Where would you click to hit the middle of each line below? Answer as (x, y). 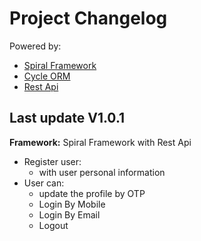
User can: (44, 183)
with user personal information (102, 172)
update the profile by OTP (92, 193)
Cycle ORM (47, 76)
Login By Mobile (72, 204)
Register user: (52, 161)
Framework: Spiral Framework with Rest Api (100, 142)
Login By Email (69, 214)
